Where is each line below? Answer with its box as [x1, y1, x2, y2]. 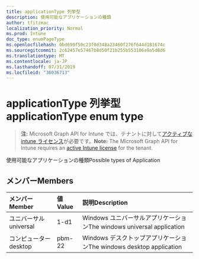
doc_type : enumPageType [6, 36, 65, 42]
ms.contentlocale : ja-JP [6, 58, 68, 64]
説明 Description [82, 198, 129, 207]
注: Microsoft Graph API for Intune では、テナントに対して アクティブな [20, 130, 193, 137]
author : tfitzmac [6, 20, 49, 26]
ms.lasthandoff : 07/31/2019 [6, 64, 76, 70]
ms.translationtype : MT [6, 53, 65, 59]
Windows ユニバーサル [82, 214, 146, 222]
